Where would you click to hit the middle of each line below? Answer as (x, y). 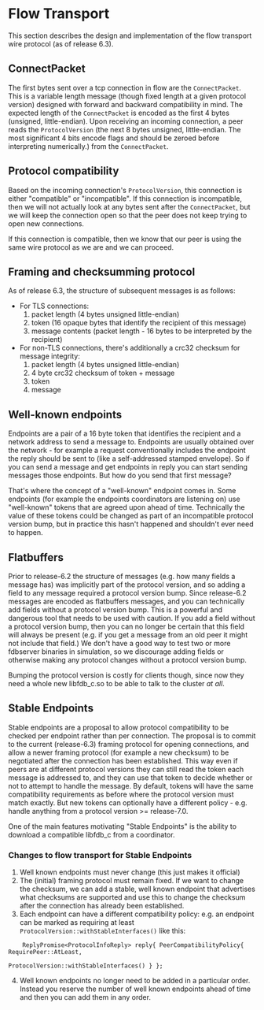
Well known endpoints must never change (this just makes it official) (130, 872)
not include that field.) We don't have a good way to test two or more (119, 643)
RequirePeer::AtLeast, (45, 952)
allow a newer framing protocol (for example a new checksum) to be (119, 752)
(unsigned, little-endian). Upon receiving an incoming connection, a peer (126, 121)
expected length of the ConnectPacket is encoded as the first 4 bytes (119, 113)
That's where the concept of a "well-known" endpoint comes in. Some (122, 491)
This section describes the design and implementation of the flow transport (130, 35)
